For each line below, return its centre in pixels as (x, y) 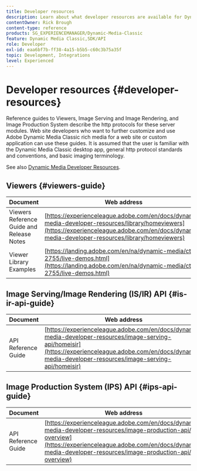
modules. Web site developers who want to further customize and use (91, 131)
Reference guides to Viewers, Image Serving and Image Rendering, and (92, 119)
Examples (23, 270)
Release (20, 234)
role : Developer (26, 45)
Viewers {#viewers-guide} (56, 186)
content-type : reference (36, 28)
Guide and (23, 227)
